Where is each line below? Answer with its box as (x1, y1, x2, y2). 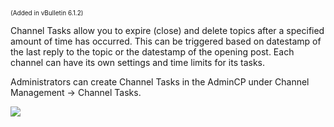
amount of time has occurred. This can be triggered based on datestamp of (10, 35, 322, 47)
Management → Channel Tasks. (10, 87, 142, 98)
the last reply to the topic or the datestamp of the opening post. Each (10, 46, 295, 58)
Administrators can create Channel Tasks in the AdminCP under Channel (10, 76, 310, 88)
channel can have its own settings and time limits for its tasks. (10, 57, 265, 68)
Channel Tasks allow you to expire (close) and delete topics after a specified (10, 25, 325, 36)
